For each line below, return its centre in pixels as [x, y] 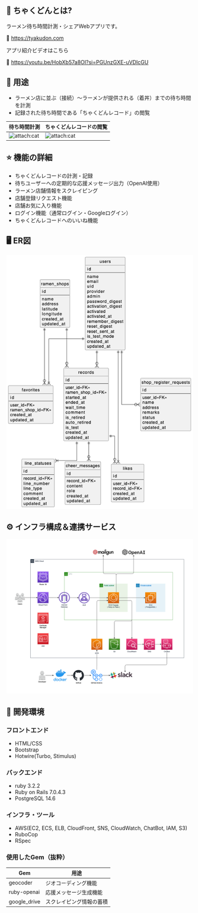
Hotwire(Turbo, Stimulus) [45, 756]
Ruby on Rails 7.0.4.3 [40, 792]
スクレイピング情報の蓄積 [77, 902]
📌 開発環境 [25, 712]
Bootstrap [27, 750]
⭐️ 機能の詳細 [29, 158]
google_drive [25, 901]
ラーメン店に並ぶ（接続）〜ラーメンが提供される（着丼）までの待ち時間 [103, 97]
